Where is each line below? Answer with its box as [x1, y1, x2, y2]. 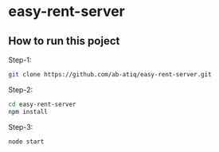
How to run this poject [8, 34, 120, 48]
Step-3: [8, 122, 33, 131]
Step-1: [8, 55, 32, 64]
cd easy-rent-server [8, 100, 77, 108]
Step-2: [8, 84, 33, 94]
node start [8, 138, 45, 146]
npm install [8, 107, 48, 115]
